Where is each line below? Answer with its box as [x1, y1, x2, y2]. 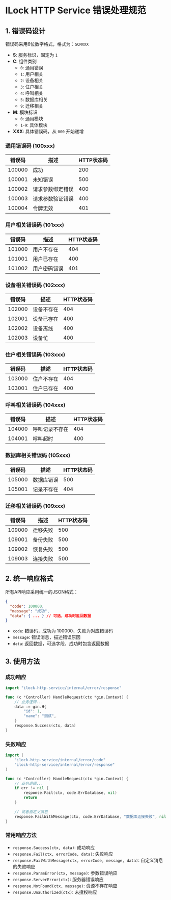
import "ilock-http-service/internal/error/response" [5, 685, 122, 690]
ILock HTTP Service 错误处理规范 [5, 5, 147, 16]
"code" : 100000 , [10, 604, 44, 609]
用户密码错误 [33, 265, 64, 272]
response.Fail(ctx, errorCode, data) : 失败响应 [12, 851, 113, 857]
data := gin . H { [14, 704, 47, 709]
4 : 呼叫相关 [20, 90, 43, 96]
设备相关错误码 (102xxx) [5, 281, 65, 289]
